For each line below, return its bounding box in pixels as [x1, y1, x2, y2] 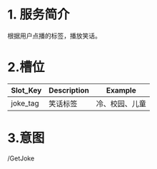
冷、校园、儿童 [96, 98, 146, 108]
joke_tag [11, 98, 39, 108]
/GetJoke [7, 154, 35, 163]
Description [49, 85, 89, 95]
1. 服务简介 [7, 6, 70, 23]
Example [106, 85, 137, 95]
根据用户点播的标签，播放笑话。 [7, 31, 101, 40]
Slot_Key [11, 85, 42, 95]
